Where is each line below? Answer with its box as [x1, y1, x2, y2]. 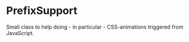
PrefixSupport [6, 4, 78, 17]
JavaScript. [6, 29, 34, 36]
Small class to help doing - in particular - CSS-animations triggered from [6, 23, 184, 30]
